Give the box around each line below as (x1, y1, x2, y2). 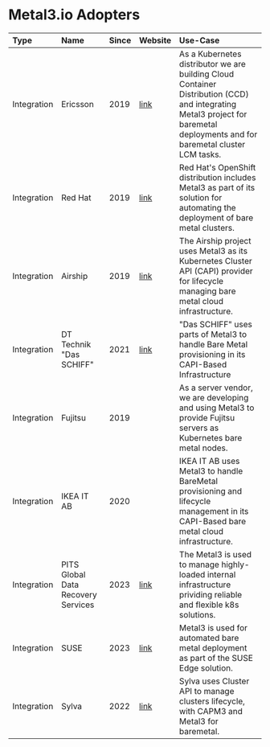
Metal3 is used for (179, 622, 247, 633)
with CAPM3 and (179, 705, 243, 716)
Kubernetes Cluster (179, 255, 253, 266)
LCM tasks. (179, 149, 222, 160)
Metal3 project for (179, 109, 247, 120)
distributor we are (179, 58, 247, 69)
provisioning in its (179, 348, 246, 359)
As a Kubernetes (179, 48, 242, 60)
